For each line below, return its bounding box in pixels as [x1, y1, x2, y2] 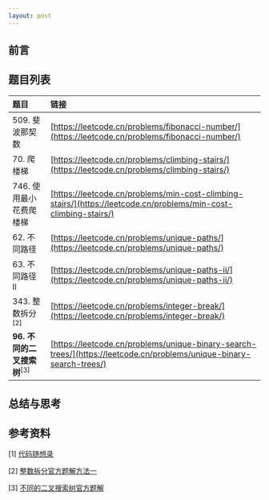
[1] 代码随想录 [8, 450, 54, 459]
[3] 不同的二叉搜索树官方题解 [8, 483, 104, 493]
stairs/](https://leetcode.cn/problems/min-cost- [50, 198, 234, 209]
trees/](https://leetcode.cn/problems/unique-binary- [50, 348, 251, 359]
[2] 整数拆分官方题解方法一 [8, 466, 98, 476]
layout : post [8, 11, 52, 20]
